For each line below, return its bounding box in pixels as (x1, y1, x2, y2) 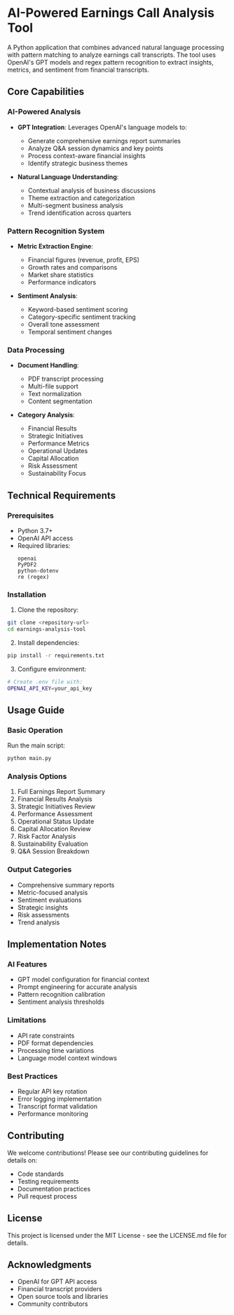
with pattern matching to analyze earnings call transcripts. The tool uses (7, 51, 216, 59)
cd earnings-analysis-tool (7, 626, 86, 633)
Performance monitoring (17, 1110, 89, 1118)
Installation (7, 589, 47, 599)
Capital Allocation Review (17, 825, 91, 833)
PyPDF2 (17, 561, 37, 568)
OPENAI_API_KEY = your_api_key (7, 685, 92, 692)
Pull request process (17, 1192, 77, 1200)
